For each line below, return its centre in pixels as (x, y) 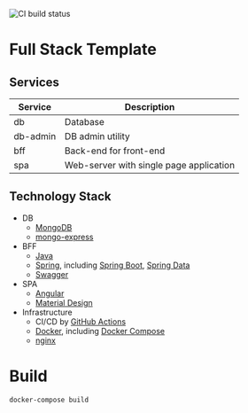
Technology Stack (60, 196)
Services (35, 82)
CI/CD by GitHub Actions (81, 321)
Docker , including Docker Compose (100, 331)
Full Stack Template (83, 50)
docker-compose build (49, 400)
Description (150, 107)
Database (85, 122)
